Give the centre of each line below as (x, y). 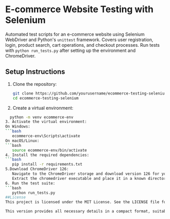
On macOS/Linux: (22, 141)
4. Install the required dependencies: (47, 155)
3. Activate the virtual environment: (46, 122)
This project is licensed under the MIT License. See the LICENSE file (82, 202)
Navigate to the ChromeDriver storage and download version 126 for (86, 174)
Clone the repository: (35, 84)
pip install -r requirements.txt (47, 164)
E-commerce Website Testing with (79, 9)
